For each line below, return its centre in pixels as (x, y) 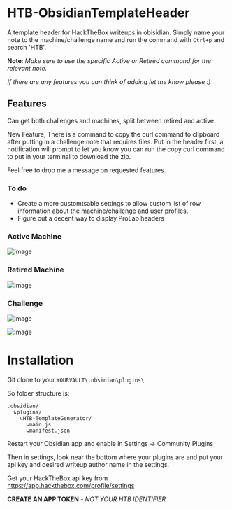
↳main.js (38, 424)
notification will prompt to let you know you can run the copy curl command (116, 149)
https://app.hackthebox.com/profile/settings (71, 485)
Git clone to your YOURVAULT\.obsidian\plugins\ (76, 379)
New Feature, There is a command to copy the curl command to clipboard (114, 134)
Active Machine (34, 236)
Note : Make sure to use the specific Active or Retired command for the (109, 60)
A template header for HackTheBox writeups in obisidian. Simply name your (116, 32)
